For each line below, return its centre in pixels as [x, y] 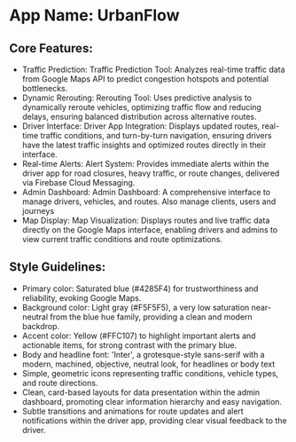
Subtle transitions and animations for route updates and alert [132, 411]
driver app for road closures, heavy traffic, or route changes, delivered [151, 173]
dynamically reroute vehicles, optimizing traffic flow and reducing [141, 107]
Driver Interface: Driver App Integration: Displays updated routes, [141, 126]
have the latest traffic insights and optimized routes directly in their [144, 145]
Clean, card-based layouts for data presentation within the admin [141, 392]
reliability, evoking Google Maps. [82, 297]
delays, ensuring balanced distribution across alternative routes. [139, 117]
